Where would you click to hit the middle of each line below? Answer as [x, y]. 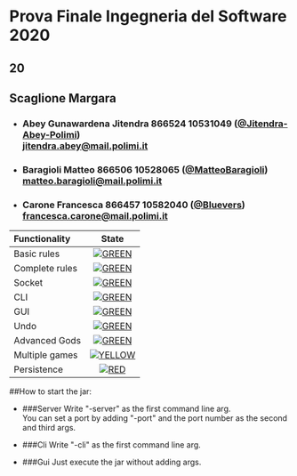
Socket [28, 283]
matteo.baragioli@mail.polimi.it [92, 181]
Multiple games [46, 355]
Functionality [42, 239]
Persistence [39, 369]
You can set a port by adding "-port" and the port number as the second [154, 418]
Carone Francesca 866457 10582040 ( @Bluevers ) [134, 205]
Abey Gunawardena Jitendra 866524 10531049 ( [130, 124]
